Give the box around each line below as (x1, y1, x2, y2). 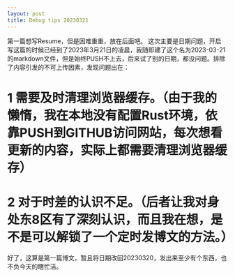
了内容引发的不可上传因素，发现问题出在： (7, 63, 130, 71)
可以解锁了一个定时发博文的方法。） (31, 229, 234, 245)
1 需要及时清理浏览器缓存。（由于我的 (7, 90, 218, 105)
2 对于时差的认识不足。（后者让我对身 (7, 194, 220, 210)
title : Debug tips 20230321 (7, 17, 89, 24)
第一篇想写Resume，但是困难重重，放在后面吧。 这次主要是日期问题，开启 (7, 36, 222, 45)
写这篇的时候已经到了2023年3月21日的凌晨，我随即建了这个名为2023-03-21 (7, 45, 226, 54)
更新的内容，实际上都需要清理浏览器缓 (7, 142, 228, 158)
